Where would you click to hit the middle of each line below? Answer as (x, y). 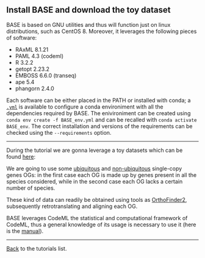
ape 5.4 (25, 82)
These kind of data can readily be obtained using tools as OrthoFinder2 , (97, 199)
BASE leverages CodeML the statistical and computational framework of (97, 218)
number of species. (31, 188)
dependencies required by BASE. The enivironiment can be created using (99, 113)
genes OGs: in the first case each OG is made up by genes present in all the (102, 175)
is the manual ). (25, 231)
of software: (22, 38)
